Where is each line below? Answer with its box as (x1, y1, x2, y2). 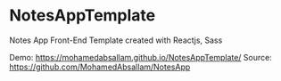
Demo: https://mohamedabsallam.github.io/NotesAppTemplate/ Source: (9, 52, 272, 62)
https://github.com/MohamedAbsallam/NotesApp (9, 61, 191, 72)
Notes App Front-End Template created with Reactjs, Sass (9, 35, 223, 45)
